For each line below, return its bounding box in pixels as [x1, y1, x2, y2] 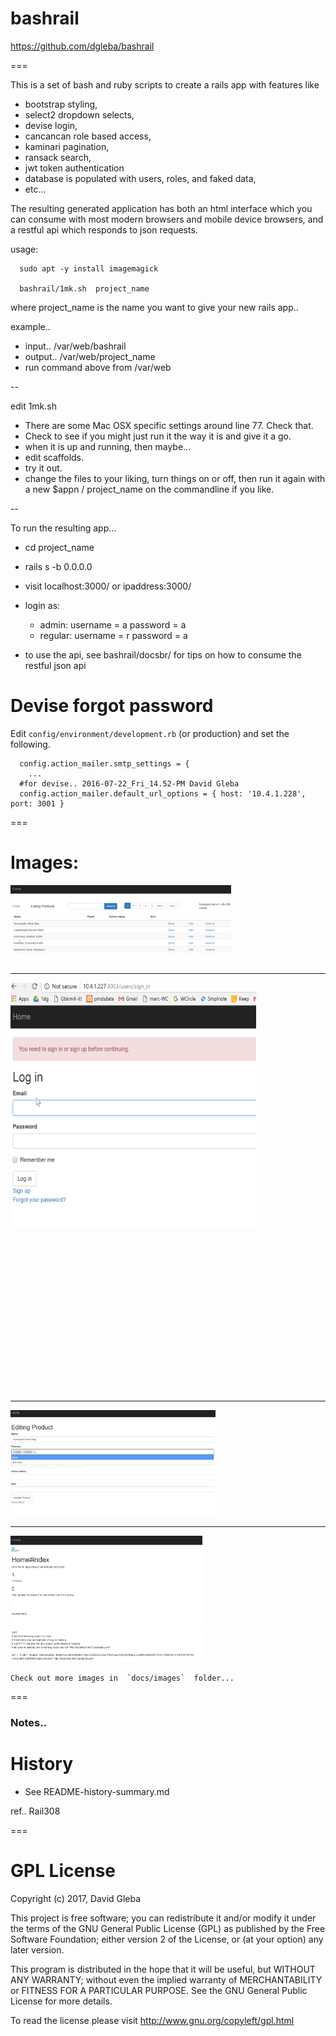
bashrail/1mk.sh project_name [19, 283, 150, 294]
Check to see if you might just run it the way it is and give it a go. [24, 430, 292, 442]
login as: [24, 599, 61, 611]
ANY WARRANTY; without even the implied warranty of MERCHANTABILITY [10, 1973, 323, 1986]
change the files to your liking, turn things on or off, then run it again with [24, 472, 326, 484]
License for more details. [10, 1995, 113, 2007]
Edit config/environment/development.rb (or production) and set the [10, 727, 290, 739]
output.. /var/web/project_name [24, 350, 156, 362]
